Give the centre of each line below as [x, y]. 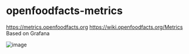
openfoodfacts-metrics [65, 11]
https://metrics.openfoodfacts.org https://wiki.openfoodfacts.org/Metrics [95, 27]
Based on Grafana [28, 33]
